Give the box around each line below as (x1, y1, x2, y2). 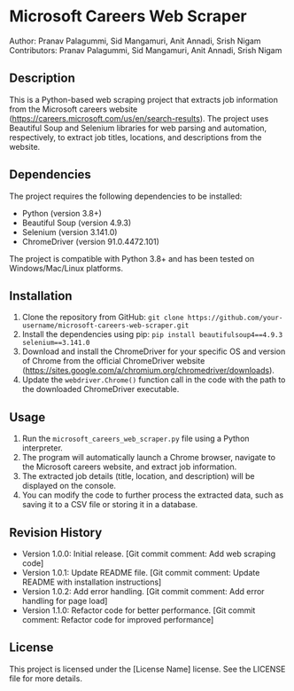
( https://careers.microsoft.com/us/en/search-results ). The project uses (9, 113, 269, 123)
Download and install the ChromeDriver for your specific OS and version (21, 346, 286, 357)
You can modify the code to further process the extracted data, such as (21, 490, 284, 500)
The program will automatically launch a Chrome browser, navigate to (21, 452, 276, 463)
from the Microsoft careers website (9, 104, 138, 114)
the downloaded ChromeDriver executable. (21, 384, 180, 395)
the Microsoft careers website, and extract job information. (21, 461, 237, 472)
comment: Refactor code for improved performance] (21, 615, 214, 624)
